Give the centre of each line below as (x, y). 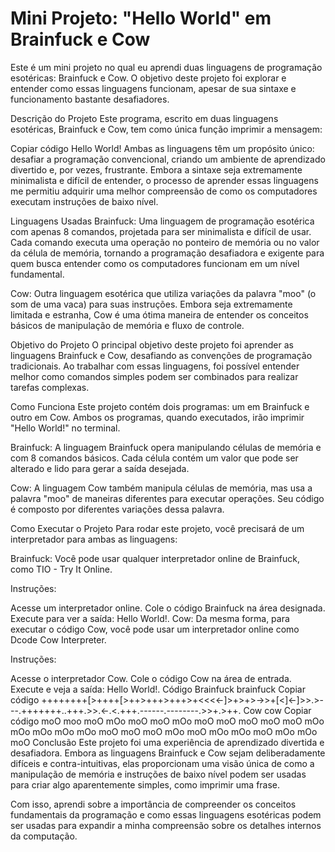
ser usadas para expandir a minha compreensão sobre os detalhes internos (166, 825)
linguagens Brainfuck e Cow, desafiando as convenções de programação (161, 355)
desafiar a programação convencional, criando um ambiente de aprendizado (168, 159)
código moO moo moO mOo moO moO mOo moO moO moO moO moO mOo (167, 721)
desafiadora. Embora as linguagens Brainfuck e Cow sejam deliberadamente (168, 753)
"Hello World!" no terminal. (65, 428)
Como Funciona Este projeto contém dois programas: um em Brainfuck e (160, 406)
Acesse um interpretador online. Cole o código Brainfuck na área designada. (168, 608)
